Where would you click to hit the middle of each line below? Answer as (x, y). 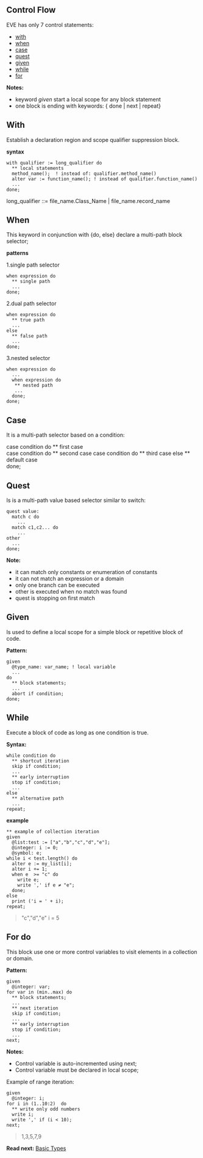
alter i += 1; (30, 869)
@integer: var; (31, 987)
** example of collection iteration (53, 832)
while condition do (31, 755)
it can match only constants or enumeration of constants (86, 572)
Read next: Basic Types (36, 1148)
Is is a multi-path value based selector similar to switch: (76, 500)
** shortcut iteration (41, 761)
